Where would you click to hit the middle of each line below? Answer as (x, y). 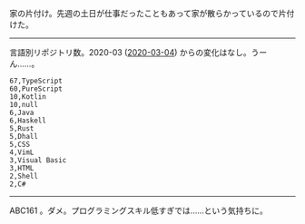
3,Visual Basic (38, 161)
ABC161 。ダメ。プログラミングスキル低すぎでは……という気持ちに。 (138, 210)
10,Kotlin (28, 97)
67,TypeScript (36, 81)
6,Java (22, 112)
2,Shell (24, 176)
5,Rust (22, 129)
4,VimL (22, 152)
